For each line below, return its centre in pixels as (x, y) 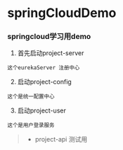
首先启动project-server (51, 53)
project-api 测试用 (61, 139)
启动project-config (44, 82)
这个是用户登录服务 (31, 125)
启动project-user (42, 110)
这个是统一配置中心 (31, 97)
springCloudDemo (62, 13)
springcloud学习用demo (49, 37)
